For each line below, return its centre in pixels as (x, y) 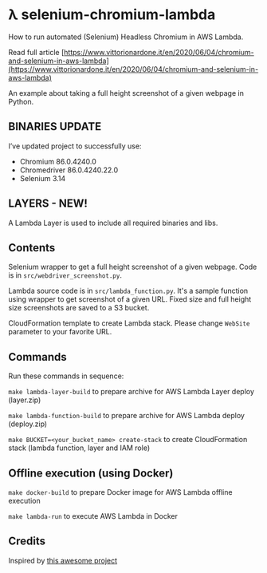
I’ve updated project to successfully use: (75, 146)
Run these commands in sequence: (66, 376)
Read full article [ (36, 52)
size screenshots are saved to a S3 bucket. (79, 308)
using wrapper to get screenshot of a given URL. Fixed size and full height (130, 299)
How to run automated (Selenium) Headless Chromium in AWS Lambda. (126, 37)
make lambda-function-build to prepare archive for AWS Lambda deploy (127, 416)
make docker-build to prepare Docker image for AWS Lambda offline (120, 492)
